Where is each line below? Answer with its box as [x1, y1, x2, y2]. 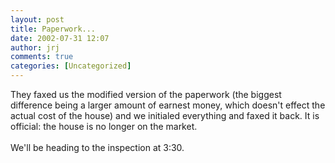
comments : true [10, 52, 74, 62]
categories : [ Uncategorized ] [10, 61, 132, 71]
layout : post [10, 14, 65, 25]
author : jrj [10, 42, 60, 53]
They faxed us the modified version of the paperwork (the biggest [10, 89, 282, 100]
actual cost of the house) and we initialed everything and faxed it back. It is [10, 110, 320, 121]
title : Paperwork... [10, 24, 97, 34]
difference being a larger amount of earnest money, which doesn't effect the [10, 99, 326, 111]
